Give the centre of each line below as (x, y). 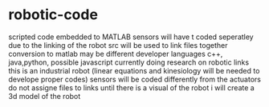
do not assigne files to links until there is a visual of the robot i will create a (131, 87)
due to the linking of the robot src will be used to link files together (118, 45)
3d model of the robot (45, 96)
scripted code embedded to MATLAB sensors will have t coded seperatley (131, 37)
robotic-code (53, 15)
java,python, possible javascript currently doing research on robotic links (129, 62)
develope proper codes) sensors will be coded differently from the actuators (134, 79)
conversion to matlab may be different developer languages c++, (116, 53)
